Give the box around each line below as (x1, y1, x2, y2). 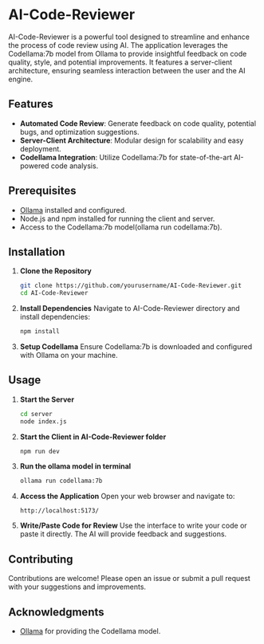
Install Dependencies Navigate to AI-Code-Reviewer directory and (19, 304, 241, 313)
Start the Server (19, 395, 74, 404)
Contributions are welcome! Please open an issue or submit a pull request (8, 574, 251, 583)
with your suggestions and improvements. (8, 582, 146, 591)
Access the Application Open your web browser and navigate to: (19, 492, 235, 501)
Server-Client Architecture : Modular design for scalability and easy (19, 135, 244, 145)
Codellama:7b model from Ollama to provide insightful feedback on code (8, 49, 247, 58)
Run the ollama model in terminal (19, 461, 132, 471)
